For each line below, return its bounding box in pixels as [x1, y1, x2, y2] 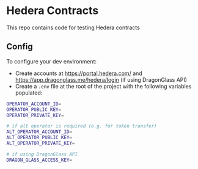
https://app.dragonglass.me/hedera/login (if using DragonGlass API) [15, 76, 188, 83]
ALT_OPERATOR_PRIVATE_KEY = [6, 140, 75, 146]
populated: [15, 89, 43, 96]
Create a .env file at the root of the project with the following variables [15, 82, 192, 90]
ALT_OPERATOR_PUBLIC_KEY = [6, 135, 72, 141]
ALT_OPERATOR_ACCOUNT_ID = [6, 129, 72, 135]
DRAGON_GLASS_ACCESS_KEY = [6, 157, 72, 163]
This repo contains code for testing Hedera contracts [6, 24, 141, 31]
